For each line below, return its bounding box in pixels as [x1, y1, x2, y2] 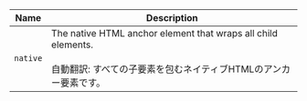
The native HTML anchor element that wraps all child [51, 27, 279, 39]
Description [145, 12, 198, 24]
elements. [51, 38, 94, 51]
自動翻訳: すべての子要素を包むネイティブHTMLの [51, 63, 264, 76]
